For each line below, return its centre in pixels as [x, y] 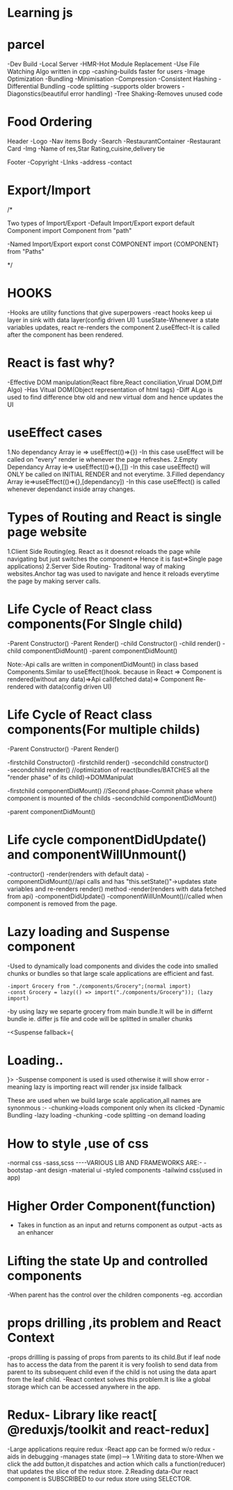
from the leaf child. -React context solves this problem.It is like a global [109, 1380]
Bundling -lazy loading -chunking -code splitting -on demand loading [106, 1115]
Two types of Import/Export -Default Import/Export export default [101, 223]
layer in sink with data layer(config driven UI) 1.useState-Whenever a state [113, 319]
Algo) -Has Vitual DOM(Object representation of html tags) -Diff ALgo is [110, 389]
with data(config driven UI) [73, 686]
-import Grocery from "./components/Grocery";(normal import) [99, 986]
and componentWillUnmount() [97, 854]
